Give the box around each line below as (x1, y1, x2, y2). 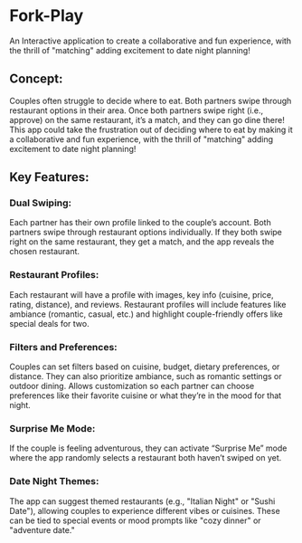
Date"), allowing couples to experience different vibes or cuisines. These (9, 505, 280, 516)
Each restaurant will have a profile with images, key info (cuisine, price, (9, 289, 274, 300)
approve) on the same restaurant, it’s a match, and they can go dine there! (9, 114, 285, 125)
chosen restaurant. (9, 246, 80, 257)
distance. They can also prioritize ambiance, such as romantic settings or (9, 371, 282, 382)
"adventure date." (9, 524, 75, 535)
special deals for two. (9, 318, 90, 329)
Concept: (9, 71, 63, 87)
